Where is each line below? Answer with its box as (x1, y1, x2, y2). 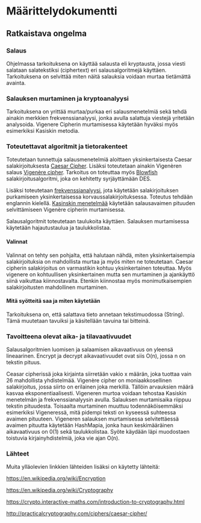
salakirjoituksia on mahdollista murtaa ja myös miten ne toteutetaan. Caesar (6, 258, 194, 265)
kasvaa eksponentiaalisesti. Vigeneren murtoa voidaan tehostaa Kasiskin (6, 390, 187, 397)
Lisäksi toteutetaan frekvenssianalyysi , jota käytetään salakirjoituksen (6, 187, 179, 194)
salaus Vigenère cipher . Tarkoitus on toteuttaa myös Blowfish (6, 169, 158, 176)
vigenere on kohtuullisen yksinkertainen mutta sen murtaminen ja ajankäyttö (6, 270, 196, 278)
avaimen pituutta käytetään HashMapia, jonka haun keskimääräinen (6, 422, 173, 429)
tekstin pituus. (6, 359, 42, 366)
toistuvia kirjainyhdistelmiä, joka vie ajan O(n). (6, 434, 120, 442)
